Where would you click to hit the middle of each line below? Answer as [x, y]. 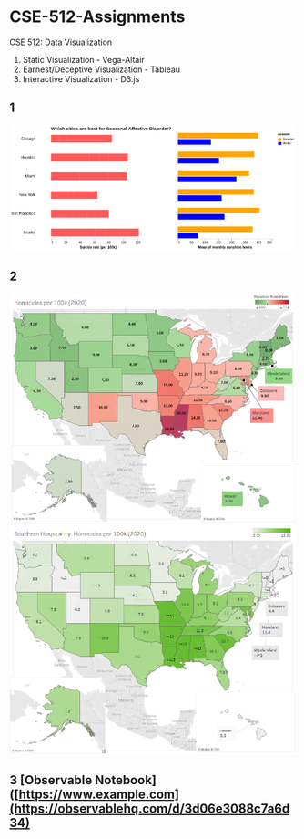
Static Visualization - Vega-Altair [84, 59]
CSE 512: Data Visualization [61, 42]
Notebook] [126, 780]
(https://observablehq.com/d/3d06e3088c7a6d [150, 808]
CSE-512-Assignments [97, 17]
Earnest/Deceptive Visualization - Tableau [101, 69]
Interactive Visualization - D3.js [81, 78]
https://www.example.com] [99, 794]
